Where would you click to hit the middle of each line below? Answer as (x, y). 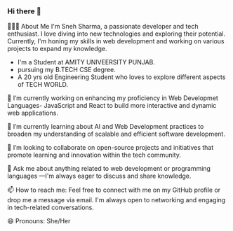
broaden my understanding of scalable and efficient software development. (116, 134)
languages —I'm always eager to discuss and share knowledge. (99, 176)
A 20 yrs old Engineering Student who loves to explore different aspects (121, 77)
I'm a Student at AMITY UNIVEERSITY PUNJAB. (86, 62)
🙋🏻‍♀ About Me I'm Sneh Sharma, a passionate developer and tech (103, 27)
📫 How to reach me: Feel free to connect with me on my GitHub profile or (114, 190)
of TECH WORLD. (43, 85)
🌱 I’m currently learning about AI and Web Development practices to (106, 127)
